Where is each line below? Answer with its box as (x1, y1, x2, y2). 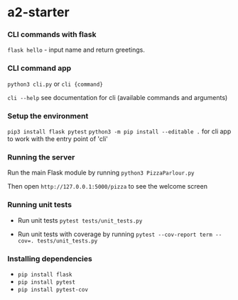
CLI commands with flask (7, 30, 97, 40)
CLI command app (7, 63, 72, 73)
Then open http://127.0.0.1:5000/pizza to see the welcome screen (7, 182, 208, 191)
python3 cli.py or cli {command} (7, 79, 103, 88)
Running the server (7, 152, 75, 162)
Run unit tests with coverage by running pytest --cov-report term (17, 230, 213, 238)
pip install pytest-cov (17, 286, 89, 293)
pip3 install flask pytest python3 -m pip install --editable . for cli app (7, 127, 232, 135)
